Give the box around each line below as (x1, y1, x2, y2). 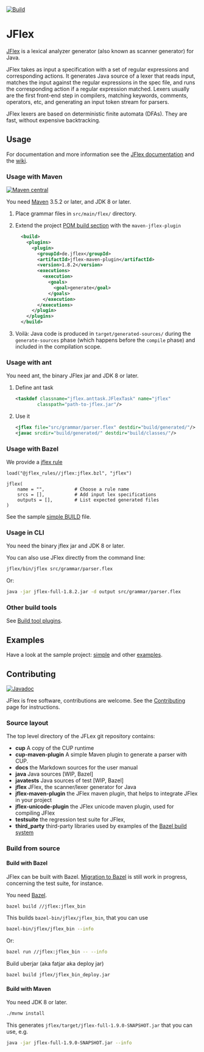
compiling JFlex (15, 809, 55, 817)
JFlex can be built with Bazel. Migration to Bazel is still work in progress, (6, 873, 188, 880)
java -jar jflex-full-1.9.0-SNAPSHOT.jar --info (6, 1040, 132, 1046)
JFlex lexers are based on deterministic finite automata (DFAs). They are (6, 110, 188, 117)
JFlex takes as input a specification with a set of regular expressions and (6, 65, 189, 73)
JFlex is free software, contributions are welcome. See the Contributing (6, 697, 186, 705)
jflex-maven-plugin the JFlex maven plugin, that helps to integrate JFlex (15, 790, 198, 798)
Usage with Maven (6, 172, 63, 180)
